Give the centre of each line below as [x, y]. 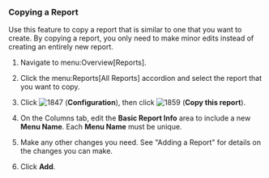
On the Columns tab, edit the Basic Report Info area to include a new [135, 118]
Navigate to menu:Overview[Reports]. [83, 62]
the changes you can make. [66, 151]
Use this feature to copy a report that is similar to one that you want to [125, 30]
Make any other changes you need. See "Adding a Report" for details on [141, 142]
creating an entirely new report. [61, 47]
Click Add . [38, 167]
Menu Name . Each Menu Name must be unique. [101, 127]
